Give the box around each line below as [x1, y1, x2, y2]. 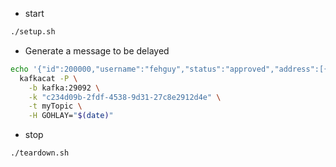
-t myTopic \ [28, 101, 83, 112]
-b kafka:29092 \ [28, 83, 101, 93]
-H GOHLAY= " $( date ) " [28, 111, 114, 121]
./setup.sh [10, 27, 56, 37]
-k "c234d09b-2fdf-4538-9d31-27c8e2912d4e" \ [28, 92, 222, 102]
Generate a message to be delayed [24, 44, 170, 57]
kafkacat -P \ [19, 73, 78, 83]
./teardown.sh [10, 148, 70, 158]
